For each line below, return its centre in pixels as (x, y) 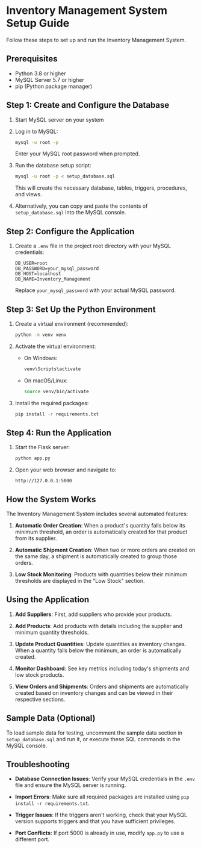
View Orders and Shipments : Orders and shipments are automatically (102, 686)
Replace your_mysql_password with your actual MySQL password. (95, 290)
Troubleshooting (38, 764)
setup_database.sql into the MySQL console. (70, 213)
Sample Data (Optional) (51, 718)
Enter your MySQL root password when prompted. (77, 154)
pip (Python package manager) (54, 86)
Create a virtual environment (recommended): (72, 323)
